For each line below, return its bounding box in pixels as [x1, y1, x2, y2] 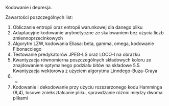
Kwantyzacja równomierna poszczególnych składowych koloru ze [12, 57, 152, 63]
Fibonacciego [12, 46, 42, 52]
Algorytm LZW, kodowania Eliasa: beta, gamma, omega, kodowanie [12, 40, 154, 47]
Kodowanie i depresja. [5, 5, 52, 10]
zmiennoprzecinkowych [12, 35, 63, 41]
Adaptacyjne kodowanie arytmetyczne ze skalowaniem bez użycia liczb [12, 30, 164, 35]
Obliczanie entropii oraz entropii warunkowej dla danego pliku [12, 24, 143, 30]
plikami [12, 95, 28, 101]
